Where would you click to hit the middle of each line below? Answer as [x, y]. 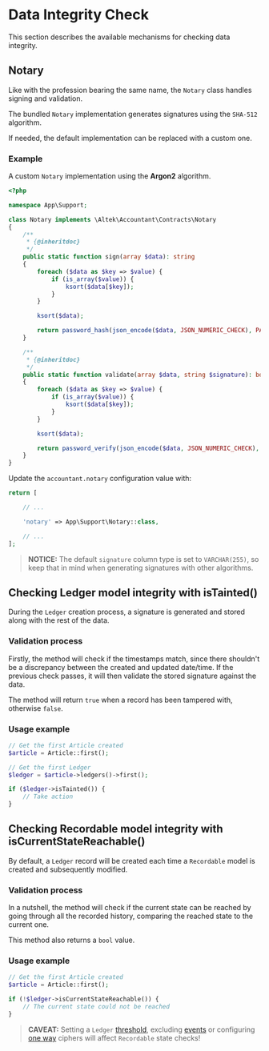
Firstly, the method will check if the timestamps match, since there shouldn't [134, 659]
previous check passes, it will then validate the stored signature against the [132, 676]
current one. [29, 925]
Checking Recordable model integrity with [116, 829]
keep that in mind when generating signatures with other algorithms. [141, 568]
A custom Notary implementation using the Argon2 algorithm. [110, 176]
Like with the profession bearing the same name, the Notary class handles [130, 90]
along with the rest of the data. [59, 620]
